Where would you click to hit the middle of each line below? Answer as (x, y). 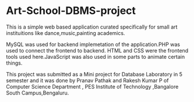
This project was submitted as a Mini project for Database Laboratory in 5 (94, 74)
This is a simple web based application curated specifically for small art (92, 27)
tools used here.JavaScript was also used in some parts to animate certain (96, 57)
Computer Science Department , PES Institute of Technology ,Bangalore (92, 86)
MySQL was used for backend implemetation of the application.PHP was (93, 44)
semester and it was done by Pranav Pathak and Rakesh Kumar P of (87, 80)
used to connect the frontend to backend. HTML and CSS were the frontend (97, 50)
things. (14, 63)
